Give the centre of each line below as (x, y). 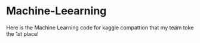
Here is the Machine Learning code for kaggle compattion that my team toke (100, 27)
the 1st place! (22, 33)
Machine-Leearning (56, 11)
